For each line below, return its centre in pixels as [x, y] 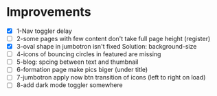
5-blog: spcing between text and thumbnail [77, 62]
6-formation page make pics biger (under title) [82, 70]
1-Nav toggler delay [44, 31]
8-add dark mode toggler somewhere [69, 85]
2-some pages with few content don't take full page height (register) [113, 39]
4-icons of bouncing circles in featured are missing [89, 54]
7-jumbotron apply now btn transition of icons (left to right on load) [111, 77]
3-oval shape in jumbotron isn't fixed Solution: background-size [106, 47]
